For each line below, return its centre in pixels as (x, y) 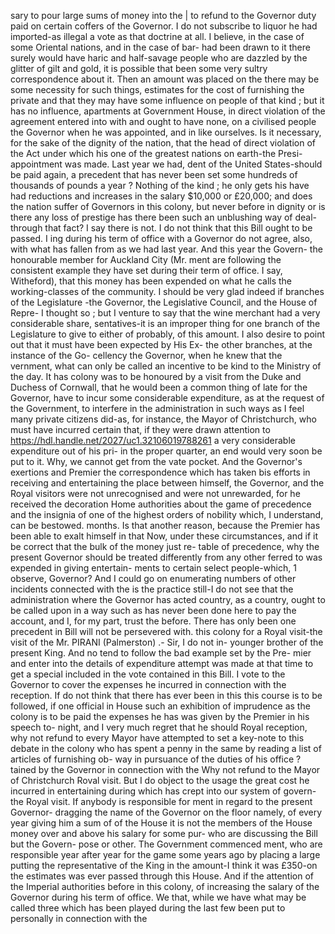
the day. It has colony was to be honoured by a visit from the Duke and (156, 376)
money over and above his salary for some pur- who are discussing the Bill (164, 833)
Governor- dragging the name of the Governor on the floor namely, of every (166, 812)
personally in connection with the (79, 918)
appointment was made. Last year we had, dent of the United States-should (166, 164)
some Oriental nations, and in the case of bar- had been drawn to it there (160, 47)
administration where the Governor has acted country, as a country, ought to (168, 599)
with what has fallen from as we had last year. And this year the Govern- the (166, 249)
